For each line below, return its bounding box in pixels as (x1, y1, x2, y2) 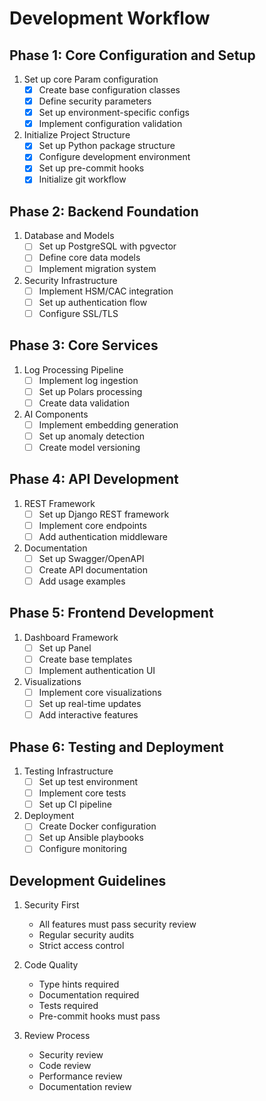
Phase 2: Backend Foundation (9, 203, 199, 220)
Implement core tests (38, 787, 127, 799)
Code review (38, 1060, 92, 1072)
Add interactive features (38, 709, 139, 721)
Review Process (23, 1030, 91, 1042)
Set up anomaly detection (38, 430, 145, 442)
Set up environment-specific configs (38, 107, 190, 119)
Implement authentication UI (38, 665, 156, 676)
